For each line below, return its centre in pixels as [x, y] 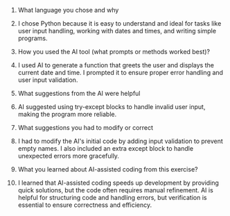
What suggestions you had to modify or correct [86, 127]
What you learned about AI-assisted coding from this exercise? [108, 169]
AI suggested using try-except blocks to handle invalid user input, [112, 107]
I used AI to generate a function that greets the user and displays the [116, 65]
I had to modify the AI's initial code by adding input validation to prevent [121, 141]
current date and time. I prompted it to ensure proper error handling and [121, 73]
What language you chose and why [68, 10]
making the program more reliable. [67, 114]
